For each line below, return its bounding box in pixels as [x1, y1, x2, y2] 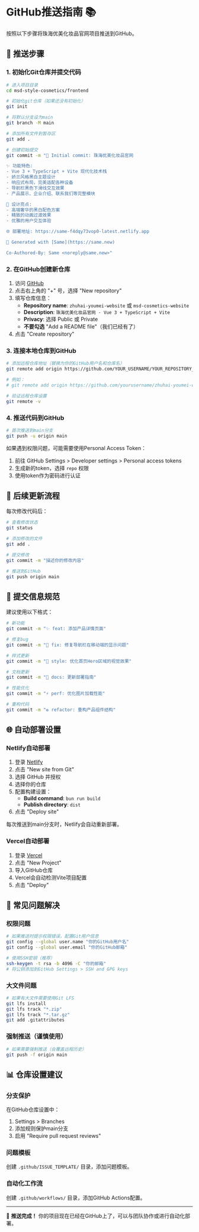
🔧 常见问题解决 [6, 901, 60, 911]
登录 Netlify [14, 758, 43, 765]
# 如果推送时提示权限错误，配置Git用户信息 [6, 933, 99, 940]
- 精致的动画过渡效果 [6, 212, 52, 218]
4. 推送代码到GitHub [6, 413, 65, 422]
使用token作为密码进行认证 [14, 472, 81, 479]
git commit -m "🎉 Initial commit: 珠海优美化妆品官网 [6, 152, 134, 158]
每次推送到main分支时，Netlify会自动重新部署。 [6, 821, 123, 828]
